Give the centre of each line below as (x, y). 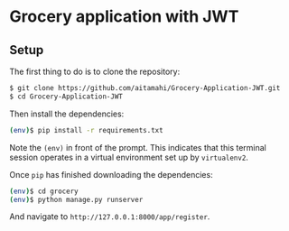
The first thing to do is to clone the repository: (95, 71)
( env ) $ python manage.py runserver (76, 199)
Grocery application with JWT (124, 17)
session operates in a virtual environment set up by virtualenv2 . (129, 157)
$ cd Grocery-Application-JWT (66, 97)
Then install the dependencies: (67, 114)
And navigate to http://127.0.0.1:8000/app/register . (110, 217)
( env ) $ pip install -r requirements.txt (87, 130)
